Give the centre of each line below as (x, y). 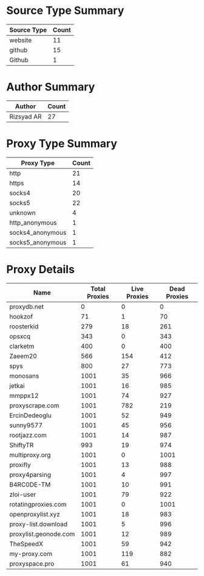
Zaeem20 (23, 356)
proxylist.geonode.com (42, 534)
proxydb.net (27, 307)
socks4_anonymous (38, 232)
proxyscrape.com (34, 405)
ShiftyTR (22, 445)
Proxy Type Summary (62, 144)
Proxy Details (40, 269)
